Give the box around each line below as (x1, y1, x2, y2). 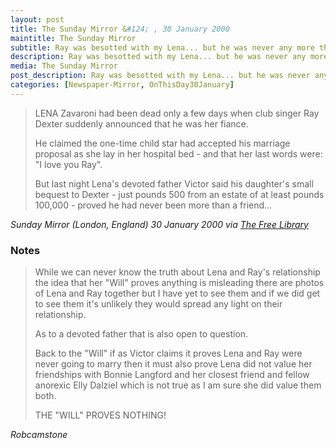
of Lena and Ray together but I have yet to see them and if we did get (34, 287, 321, 300)
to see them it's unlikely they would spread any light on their (34, 298, 283, 310)
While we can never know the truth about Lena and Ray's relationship (34, 266, 321, 278)
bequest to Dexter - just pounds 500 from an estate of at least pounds (34, 188, 325, 200)
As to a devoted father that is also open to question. (34, 328, 249, 340)
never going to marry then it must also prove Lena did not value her (34, 358, 313, 370)
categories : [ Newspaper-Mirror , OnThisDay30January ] (10, 80, 235, 90)
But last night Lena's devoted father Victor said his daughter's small (34, 177, 314, 190)
